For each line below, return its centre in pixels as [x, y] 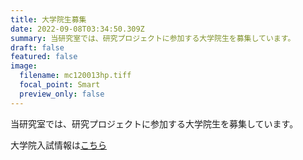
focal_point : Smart [60, 85]
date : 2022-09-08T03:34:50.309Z [77, 29]
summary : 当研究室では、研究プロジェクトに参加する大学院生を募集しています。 [153, 38]
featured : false [44, 57]
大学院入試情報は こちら [58, 145]
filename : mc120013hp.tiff [75, 76]
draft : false [37, 47]
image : [24, 66]
